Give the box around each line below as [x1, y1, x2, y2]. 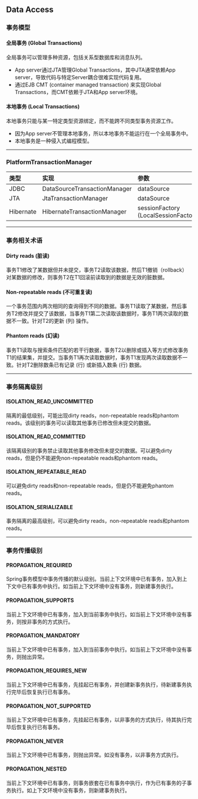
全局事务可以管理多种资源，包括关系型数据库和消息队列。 [6, 53, 146, 61]
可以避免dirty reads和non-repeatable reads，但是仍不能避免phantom [6, 482, 174, 490]
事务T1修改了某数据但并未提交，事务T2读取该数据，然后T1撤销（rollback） [6, 266, 187, 274]
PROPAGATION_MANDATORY [6, 632, 80, 639]
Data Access [6, 5, 54, 15]
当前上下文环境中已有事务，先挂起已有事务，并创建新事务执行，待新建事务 [6, 681, 187, 688]
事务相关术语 [6, 236, 43, 244]
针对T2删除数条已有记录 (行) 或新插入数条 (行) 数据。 [16, 361, 145, 368]
